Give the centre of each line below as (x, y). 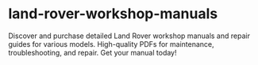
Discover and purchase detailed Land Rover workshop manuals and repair (129, 36)
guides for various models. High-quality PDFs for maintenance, (111, 44)
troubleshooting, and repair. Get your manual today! (92, 52)
